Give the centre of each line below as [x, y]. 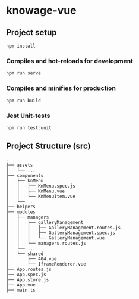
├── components [25, 175]
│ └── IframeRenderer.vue [46, 264]
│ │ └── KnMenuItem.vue [41, 196]
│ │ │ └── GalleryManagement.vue [56, 238]
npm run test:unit [29, 128]
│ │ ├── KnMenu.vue [36, 191]
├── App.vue [21, 285]
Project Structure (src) [48, 146]
